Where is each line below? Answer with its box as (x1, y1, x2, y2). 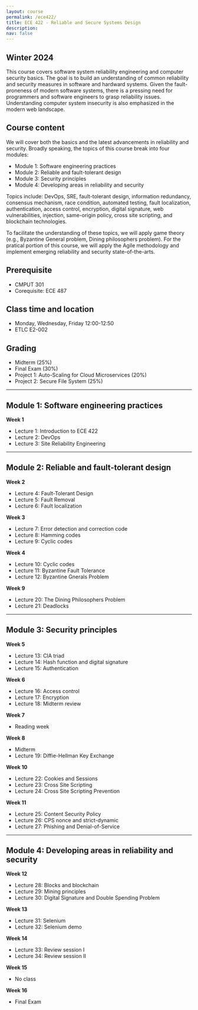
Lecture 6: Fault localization (14, 502, 82, 509)
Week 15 (6, 964, 28, 971)
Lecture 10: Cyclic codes (14, 560, 75, 567)
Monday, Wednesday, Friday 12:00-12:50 (14, 320, 114, 327)
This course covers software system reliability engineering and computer (6, 68, 184, 75)
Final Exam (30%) (14, 365, 58, 372)
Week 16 (6, 987, 28, 994)
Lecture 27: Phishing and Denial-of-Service (14, 823, 120, 830)
